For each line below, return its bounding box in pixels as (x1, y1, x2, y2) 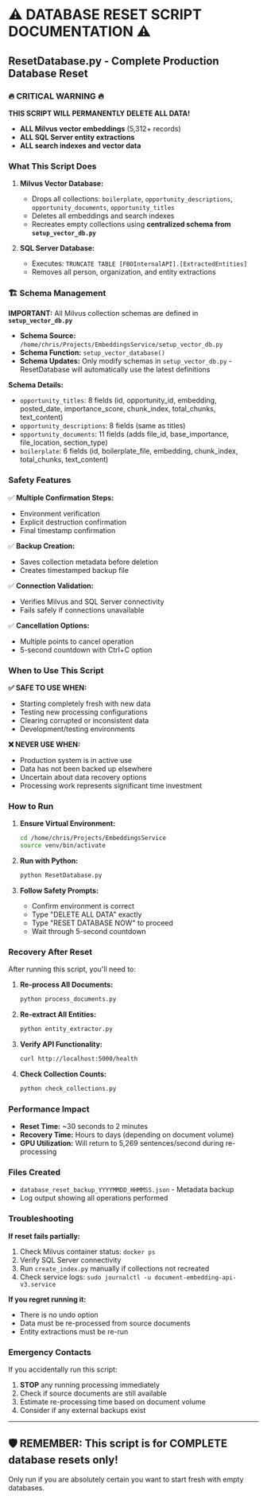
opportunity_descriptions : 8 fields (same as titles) (19, 421, 186, 430)
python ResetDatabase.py (19, 871, 103, 880)
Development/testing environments (19, 724, 135, 734)
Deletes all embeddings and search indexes (31, 211, 175, 220)
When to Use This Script (8, 664, 104, 676)
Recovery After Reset (8, 946, 93, 957)
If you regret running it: (8, 1295, 87, 1304)
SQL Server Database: (19, 243, 95, 253)
